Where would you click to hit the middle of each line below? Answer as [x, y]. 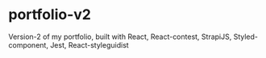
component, [28, 44]
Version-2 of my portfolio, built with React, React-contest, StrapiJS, [120, 37]
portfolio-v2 [50, 15]
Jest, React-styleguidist [89, 44]
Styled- [246, 37]
